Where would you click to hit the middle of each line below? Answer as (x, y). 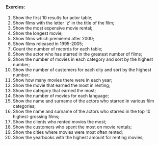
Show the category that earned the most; (54, 91)
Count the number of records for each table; (57, 49)
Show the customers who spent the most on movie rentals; (72, 127)
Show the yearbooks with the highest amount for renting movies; (78, 138)
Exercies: (15, 7)
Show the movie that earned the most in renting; (61, 85)
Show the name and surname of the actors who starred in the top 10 (81, 111)
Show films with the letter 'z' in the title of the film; (64, 23)
